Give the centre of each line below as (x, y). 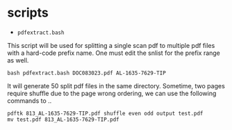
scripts (28, 13)
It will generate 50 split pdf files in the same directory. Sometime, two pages (116, 86)
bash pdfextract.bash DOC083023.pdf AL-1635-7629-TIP (87, 73)
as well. (18, 60)
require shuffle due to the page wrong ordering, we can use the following (112, 93)
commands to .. (30, 100)
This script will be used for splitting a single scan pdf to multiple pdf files (111, 45)
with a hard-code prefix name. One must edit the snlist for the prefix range (114, 53)
